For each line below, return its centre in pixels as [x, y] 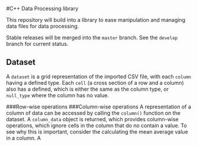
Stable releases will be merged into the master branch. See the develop [92, 37]
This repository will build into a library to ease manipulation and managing [96, 20]
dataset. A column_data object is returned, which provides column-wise [92, 119]
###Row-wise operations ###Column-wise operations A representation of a [99, 107]
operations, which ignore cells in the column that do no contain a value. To [96, 125]
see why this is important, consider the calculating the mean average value [97, 131]
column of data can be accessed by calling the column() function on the [93, 113]
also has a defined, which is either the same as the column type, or [88, 89]
